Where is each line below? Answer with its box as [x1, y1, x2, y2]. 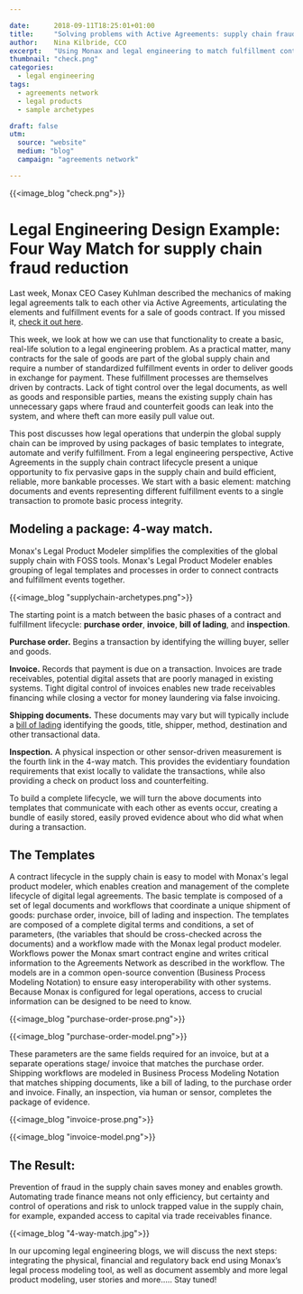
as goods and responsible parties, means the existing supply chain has [9, 391, 273, 402]
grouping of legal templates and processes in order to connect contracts [9, 564, 280, 575]
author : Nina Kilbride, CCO [9, 38, 127, 47]
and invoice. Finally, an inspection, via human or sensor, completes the [9, 1087, 272, 1098]
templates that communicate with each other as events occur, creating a [9, 802, 278, 813]
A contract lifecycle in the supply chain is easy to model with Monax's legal [9, 871, 289, 882]
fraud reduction [9, 257, 129, 278]
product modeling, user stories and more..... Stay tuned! [9, 1274, 217, 1285]
